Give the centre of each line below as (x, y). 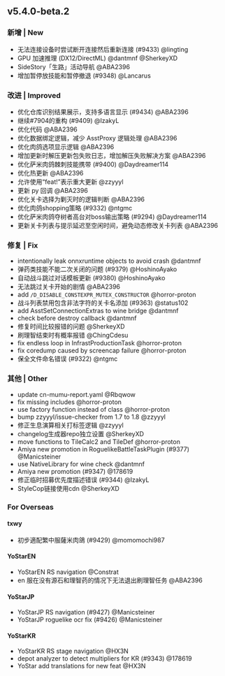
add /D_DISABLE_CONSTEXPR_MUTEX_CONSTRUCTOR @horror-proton (107, 295)
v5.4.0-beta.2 (38, 12)
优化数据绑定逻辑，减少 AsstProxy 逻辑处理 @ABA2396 (97, 138)
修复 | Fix (23, 245)
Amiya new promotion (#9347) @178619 (75, 471)
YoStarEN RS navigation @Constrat (68, 572)
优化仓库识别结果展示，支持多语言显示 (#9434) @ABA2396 (103, 112)
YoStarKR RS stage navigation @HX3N (73, 651)
